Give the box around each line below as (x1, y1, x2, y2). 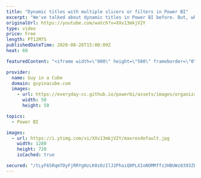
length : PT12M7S (6, 36, 47, 42)
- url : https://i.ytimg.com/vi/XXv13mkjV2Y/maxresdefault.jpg (11, 135, 170, 141)
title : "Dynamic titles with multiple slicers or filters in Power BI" (6, 8, 188, 15)
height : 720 (17, 146, 47, 152)
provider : (6, 69, 31, 75)
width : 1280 (17, 141, 47, 147)
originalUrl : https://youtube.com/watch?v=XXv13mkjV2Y (6, 20, 146, 26)
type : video (6, 25, 36, 32)
